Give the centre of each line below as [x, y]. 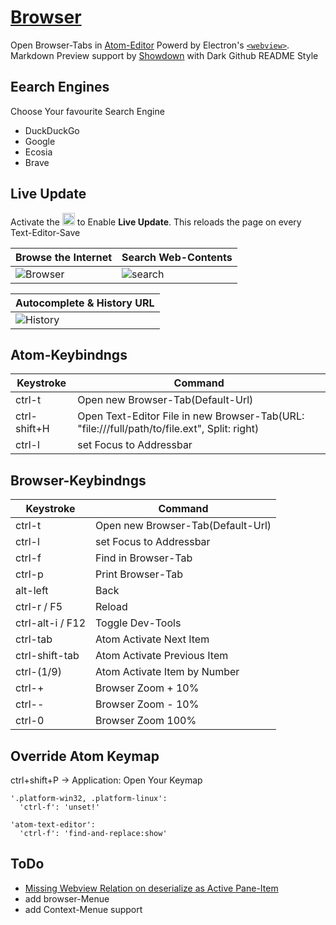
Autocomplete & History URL [85, 303]
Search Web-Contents [177, 257]
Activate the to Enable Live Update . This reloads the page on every [156, 222]
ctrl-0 [30, 721]
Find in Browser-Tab [144, 558]
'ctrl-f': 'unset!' [60, 807]
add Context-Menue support [83, 909]
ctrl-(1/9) [38, 672]
